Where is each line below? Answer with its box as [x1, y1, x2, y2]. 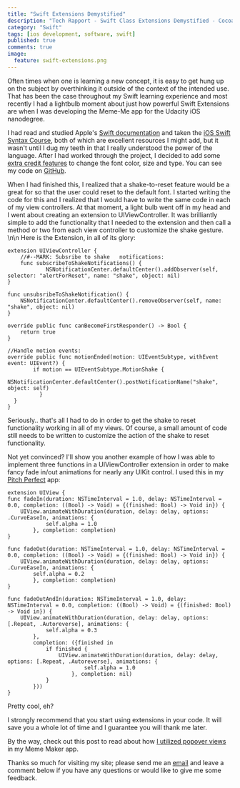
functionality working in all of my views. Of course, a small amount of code [7, 423, 227, 432]
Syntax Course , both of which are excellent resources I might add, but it [7, 136, 219, 144]
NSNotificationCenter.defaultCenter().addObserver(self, [45, 266, 219, 273]
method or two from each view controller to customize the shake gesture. [7, 226, 224, 234]
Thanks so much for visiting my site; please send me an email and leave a [7, 758, 224, 767]
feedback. [7, 773, 37, 782]
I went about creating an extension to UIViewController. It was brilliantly [7, 210, 218, 219]
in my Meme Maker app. [7, 744, 79, 753]
